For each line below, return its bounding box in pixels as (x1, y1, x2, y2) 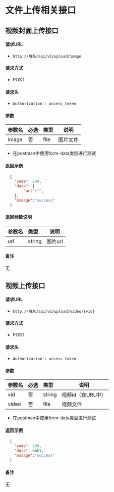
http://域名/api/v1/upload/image (12, 54, 82, 59)
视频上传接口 (5, 281, 45, 290)
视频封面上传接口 (5, 26, 59, 35)
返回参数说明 (5, 214, 32, 220)
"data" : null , (14, 448, 44, 454)
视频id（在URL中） (62, 391, 106, 399)
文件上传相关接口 (5, 5, 77, 16)
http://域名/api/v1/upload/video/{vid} (12, 309, 95, 314)
